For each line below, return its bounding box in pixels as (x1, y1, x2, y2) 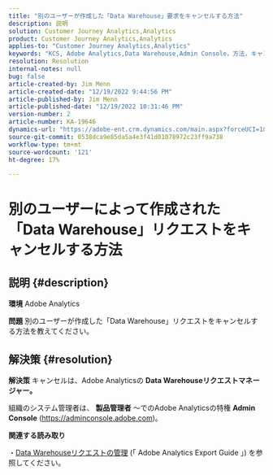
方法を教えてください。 (15, 326, 93, 336)
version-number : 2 (8, 111, 71, 119)
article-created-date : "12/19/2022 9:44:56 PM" (8, 87, 173, 96)
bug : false (8, 72, 45, 81)
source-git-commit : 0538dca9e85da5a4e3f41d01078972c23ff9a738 (8, 133, 223, 141)
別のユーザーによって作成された (8, 200, 221, 219)
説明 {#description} (8, 276, 110, 290)
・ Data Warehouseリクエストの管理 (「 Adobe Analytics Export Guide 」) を (8, 448, 256, 458)
